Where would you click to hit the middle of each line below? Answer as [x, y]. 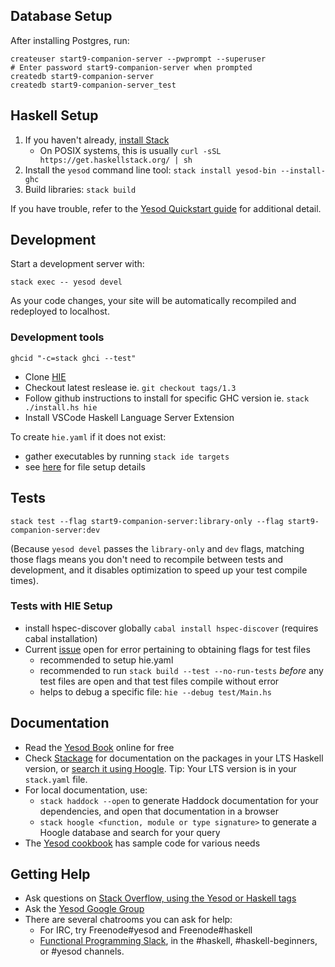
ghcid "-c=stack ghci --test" [73, 358]
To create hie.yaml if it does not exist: [88, 436]
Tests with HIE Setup [61, 606]
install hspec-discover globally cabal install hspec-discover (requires [171, 628]
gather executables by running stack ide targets [127, 456]
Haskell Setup [54, 115]
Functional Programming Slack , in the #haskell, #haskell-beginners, [178, 941]
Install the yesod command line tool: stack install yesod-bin [150, 170]
